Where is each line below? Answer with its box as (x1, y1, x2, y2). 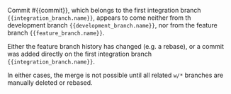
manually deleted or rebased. (7, 78, 94, 87)
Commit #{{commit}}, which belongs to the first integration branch (7, 6, 201, 14)
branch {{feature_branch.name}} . (7, 28, 105, 37)
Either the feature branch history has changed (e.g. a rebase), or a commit (7, 42, 225, 50)
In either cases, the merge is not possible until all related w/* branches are (7, 71, 224, 79)
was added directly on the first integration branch (7, 49, 152, 58)
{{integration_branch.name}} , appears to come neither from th (7, 13, 191, 22)
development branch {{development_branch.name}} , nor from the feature (7, 21, 218, 29)
